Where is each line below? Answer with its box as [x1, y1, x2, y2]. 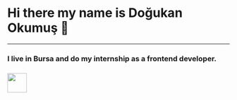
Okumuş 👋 [7, 20, 69, 36]
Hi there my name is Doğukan [7, 5, 183, 21]
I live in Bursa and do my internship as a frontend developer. [7, 54, 217, 63]
